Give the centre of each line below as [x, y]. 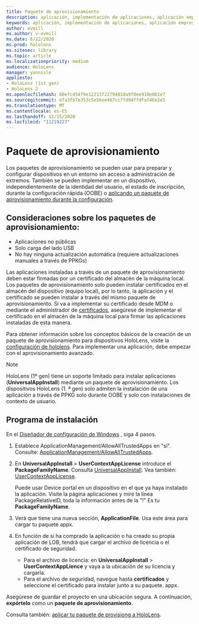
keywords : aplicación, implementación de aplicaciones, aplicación [91, 23]
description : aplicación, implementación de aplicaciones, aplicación [95, 17]
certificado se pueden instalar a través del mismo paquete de [81, 297]
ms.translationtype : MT [36, 105]
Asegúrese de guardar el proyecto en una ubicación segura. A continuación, [99, 597]
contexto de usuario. [31, 401]
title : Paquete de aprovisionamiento [53, 12]
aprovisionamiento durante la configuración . [60, 199]
